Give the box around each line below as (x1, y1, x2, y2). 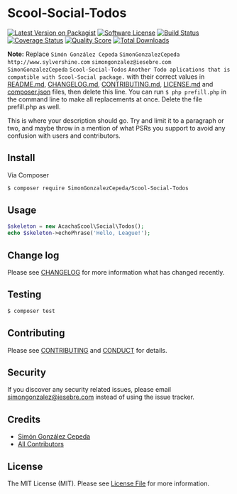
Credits (7, 413, 41, 425)
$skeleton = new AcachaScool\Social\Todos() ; (7, 223, 144, 230)
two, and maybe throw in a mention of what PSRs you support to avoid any (7, 123, 226, 132)
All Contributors (17, 440, 64, 449)
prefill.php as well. (7, 102, 61, 111)
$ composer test (7, 307, 55, 314)
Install (7, 152, 35, 164)
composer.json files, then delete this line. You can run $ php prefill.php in (7, 87, 227, 96)
